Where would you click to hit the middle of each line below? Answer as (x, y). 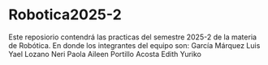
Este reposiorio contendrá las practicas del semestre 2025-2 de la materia (133, 37)
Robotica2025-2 (65, 15)
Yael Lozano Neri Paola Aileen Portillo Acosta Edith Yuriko (105, 54)
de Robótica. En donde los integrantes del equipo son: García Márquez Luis (134, 45)
